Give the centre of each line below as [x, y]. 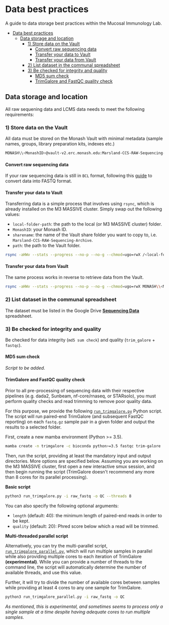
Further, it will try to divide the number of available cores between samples [82, 582]
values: [13, 215]
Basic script [18, 487]
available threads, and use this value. [44, 573]
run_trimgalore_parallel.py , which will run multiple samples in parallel [79, 551]
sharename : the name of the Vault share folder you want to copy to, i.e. [85, 235]
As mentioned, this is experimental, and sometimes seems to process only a [84, 606]
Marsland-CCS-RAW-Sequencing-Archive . [53, 240]
